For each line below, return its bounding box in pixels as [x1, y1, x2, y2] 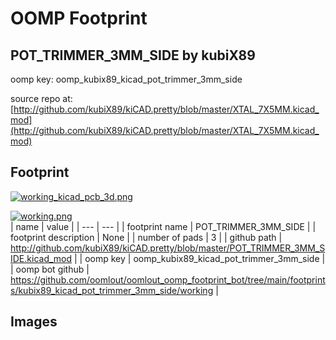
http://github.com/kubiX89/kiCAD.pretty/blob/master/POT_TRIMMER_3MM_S [10, 242, 326, 254]
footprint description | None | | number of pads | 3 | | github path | [10, 231, 283, 243]
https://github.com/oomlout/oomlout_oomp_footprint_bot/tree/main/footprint [10, 273, 326, 286]
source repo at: [10, 93, 73, 104]
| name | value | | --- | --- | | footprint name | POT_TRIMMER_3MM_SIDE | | [10, 220, 317, 232]
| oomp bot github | [10, 263, 90, 275]
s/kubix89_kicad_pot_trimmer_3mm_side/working [10, 284, 214, 296]
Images [10, 313, 58, 331]
